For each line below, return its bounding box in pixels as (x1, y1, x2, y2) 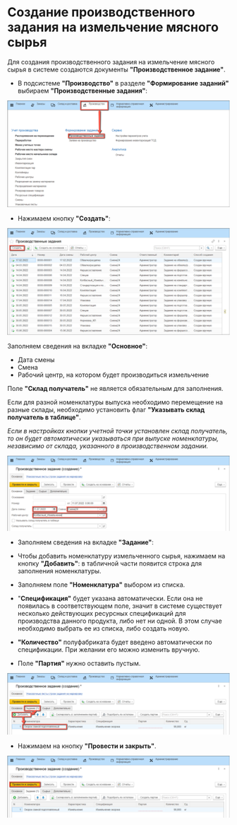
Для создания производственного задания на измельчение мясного (7, 57, 215, 66)
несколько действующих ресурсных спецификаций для (17, 609, 186, 617)
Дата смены (17, 356, 55, 364)
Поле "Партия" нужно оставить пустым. (17, 659, 141, 667)
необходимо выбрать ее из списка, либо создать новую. (17, 624, 190, 633)
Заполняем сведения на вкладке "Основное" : (7, 342, 148, 351)
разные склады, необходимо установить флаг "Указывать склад (7, 406, 205, 414)
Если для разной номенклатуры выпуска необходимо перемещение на (7, 398, 224, 406)
